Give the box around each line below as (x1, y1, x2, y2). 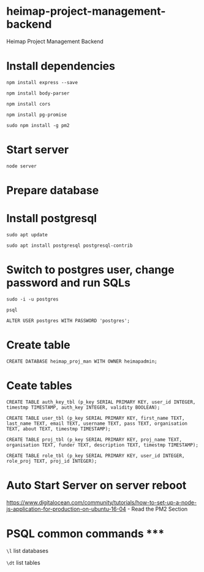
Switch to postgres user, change (6, 263, 175, 277)
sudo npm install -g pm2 (6, 122, 70, 128)
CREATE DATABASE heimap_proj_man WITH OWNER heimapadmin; (6, 358, 157, 365)
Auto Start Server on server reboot (6, 478, 187, 492)
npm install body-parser (6, 90, 70, 96)
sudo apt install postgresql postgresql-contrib (6, 242, 133, 249)
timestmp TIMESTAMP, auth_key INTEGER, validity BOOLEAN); (6, 404, 161, 411)
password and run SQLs (6, 276, 130, 290)
